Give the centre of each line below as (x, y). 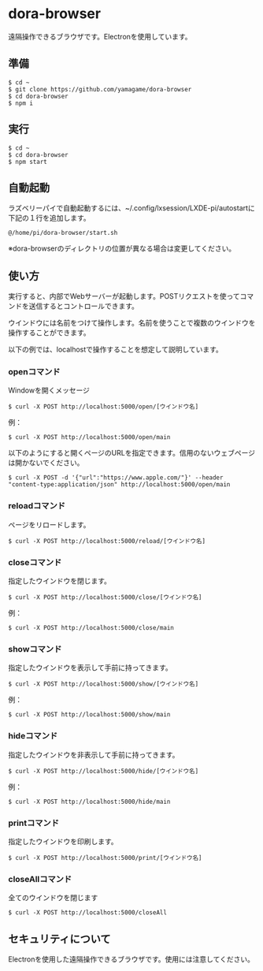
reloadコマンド (37, 506)
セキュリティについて (60, 939)
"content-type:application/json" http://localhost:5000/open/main (119, 485)
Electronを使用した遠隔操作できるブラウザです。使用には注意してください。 (131, 959)
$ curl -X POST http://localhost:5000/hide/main (89, 802)
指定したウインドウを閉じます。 (60, 581)
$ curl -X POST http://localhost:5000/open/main (89, 437)
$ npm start (28, 162)
